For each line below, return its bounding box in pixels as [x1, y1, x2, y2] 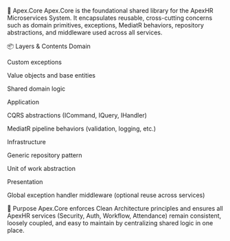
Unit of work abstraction [7, 165, 76, 172]
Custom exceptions [7, 58, 62, 66]
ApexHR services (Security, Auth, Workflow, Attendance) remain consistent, [7, 211, 222, 220]
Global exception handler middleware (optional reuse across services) [7, 191, 205, 199]
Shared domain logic [7, 84, 66, 93]
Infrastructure [7, 138, 46, 146]
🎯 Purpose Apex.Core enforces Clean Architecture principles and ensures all [7, 205, 223, 212]
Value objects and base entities [7, 71, 96, 79]
